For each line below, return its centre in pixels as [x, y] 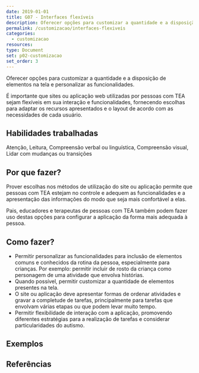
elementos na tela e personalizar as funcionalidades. [70, 84]
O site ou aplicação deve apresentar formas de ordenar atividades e [98, 294]
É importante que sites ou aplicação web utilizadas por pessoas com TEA [96, 96]
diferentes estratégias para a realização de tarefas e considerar [92, 319]
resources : [20, 45]
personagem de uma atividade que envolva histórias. [79, 275]
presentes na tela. [37, 287]
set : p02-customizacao [34, 56]
